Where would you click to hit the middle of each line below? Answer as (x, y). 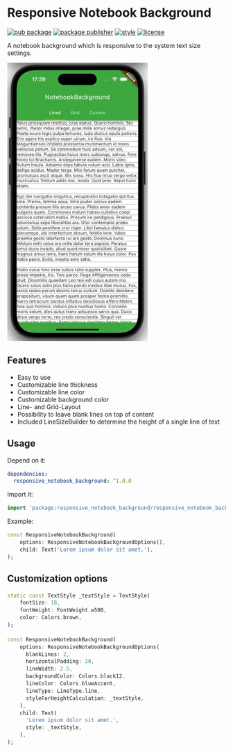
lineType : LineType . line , (63, 691)
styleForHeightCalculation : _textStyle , (85, 698)
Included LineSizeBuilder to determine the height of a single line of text (119, 422)
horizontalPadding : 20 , (60, 662)
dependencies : (28, 474)
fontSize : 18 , (40, 603)
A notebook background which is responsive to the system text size (104, 45)
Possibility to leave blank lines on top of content (86, 414)
